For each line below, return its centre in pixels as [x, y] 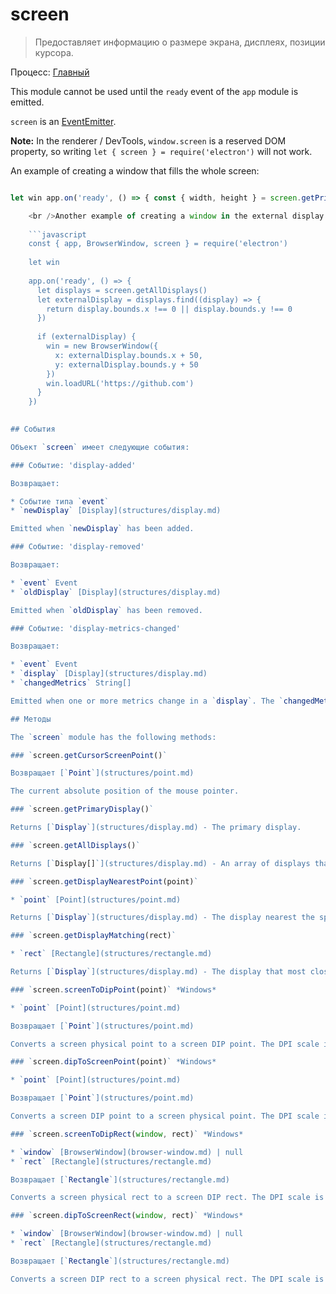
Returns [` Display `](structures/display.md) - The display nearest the [162, 918]
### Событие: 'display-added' [73, 465]
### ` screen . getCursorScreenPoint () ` [89, 755]
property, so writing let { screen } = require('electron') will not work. [161, 151]
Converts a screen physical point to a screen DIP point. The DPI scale [165, 1044]
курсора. [54, 52]
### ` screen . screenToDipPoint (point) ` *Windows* [113, 989]
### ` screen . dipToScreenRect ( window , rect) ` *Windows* [127, 1216]
